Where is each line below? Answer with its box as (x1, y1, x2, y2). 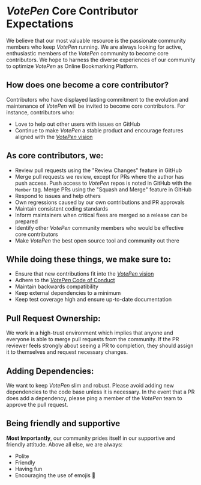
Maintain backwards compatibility (14, 283, 99, 290)
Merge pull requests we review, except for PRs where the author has (14, 173, 184, 180)
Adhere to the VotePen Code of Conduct (14, 277, 115, 284)
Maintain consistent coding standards (14, 205, 109, 212)
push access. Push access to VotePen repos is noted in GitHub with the (14, 179, 192, 187)
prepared (14, 218, 38, 225)
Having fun (14, 465, 43, 472)
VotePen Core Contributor (6, 4, 139, 18)
